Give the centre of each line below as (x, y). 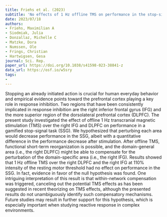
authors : (14, 24)
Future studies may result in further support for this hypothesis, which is (79, 200)
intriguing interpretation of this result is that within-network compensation (81, 178)
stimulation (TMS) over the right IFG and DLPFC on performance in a (75, 125)
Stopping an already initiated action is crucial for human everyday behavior (82, 93)
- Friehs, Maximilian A (30, 28)
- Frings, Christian (27, 51)
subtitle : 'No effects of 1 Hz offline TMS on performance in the (75, 14)
